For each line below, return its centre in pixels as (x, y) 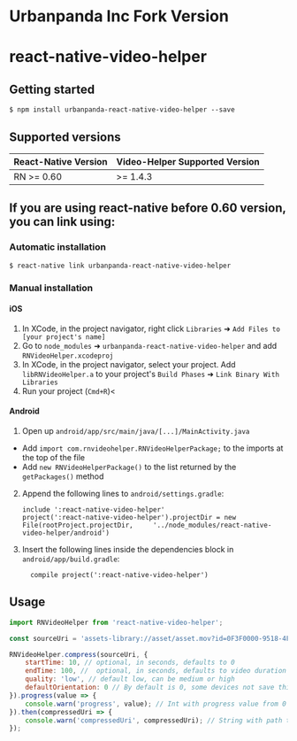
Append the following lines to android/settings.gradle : (123, 494)
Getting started (52, 89)
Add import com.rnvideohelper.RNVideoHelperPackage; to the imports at (152, 448)
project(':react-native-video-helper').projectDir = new (129, 518)
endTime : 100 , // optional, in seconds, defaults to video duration (156, 671)
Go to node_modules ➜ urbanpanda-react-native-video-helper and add (149, 345)
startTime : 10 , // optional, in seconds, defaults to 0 (130, 663)
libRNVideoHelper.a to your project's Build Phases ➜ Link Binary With (151, 374)
